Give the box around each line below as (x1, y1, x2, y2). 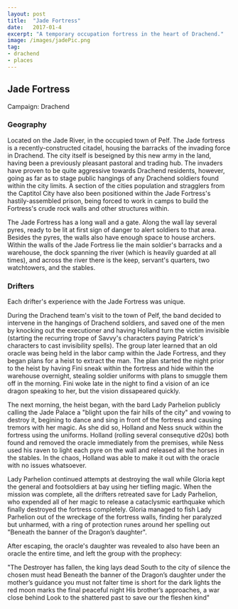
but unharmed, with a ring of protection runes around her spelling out (7, 521, 210, 529)
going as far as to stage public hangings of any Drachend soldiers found (7, 174, 219, 182)
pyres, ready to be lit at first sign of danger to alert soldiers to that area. (7, 225, 217, 234)
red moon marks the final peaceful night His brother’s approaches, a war (7, 585, 220, 595)
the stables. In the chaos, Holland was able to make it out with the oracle (7, 454, 220, 462)
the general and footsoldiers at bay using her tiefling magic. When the (7, 482, 212, 491)
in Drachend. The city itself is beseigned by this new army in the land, (7, 151, 212, 160)
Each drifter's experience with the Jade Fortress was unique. (7, 297, 186, 306)
